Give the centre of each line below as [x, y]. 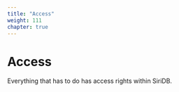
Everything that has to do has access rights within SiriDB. [90, 81]
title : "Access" [31, 14]
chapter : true [28, 27]
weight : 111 [24, 20]
